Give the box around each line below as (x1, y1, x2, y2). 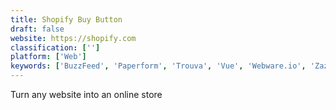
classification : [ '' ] (10, 42, 101, 53)
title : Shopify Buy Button (10, 14, 123, 25)
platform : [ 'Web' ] (10, 52, 87, 62)
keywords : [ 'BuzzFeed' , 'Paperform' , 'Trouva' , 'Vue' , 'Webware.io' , (10, 61, 307, 71)
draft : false (10, 24, 65, 34)
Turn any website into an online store (10, 89, 163, 100)
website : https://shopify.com (10, 33, 137, 43)
